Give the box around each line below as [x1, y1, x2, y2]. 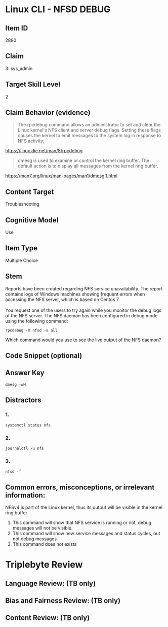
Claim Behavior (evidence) [5, 108, 91, 117]
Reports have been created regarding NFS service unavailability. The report [5, 285, 163, 291]
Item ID [5, 24, 28, 32]
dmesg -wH [5, 382, 26, 387]
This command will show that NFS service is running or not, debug [12, 519, 152, 525]
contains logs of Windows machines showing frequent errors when [5, 291, 145, 297]
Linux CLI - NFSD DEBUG [5, 4, 111, 15]
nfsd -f [5, 469, 22, 474]
